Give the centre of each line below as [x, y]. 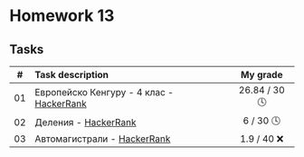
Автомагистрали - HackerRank [103, 139]
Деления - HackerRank [85, 122]
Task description [72, 75]
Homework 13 [62, 16]
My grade [261, 75]
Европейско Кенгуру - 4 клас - [104, 92]
